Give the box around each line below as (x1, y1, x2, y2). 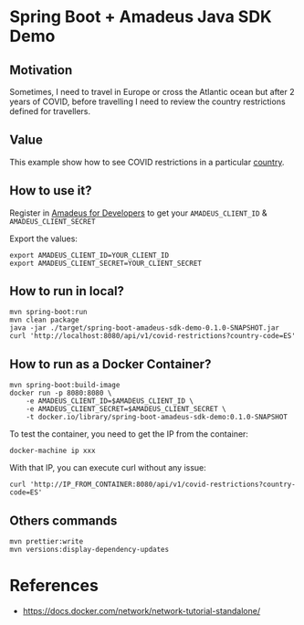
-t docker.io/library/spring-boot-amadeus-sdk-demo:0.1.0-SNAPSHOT (26, 413, 288, 422)
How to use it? (9, 183, 92, 198)
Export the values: (9, 233, 78, 244)
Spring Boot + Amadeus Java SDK (9, 6, 272, 27)
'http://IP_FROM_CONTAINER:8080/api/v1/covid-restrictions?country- (29, 480, 297, 490)
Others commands (9, 513, 118, 528)
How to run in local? (9, 283, 125, 299)
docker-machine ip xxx (9, 446, 96, 456)
